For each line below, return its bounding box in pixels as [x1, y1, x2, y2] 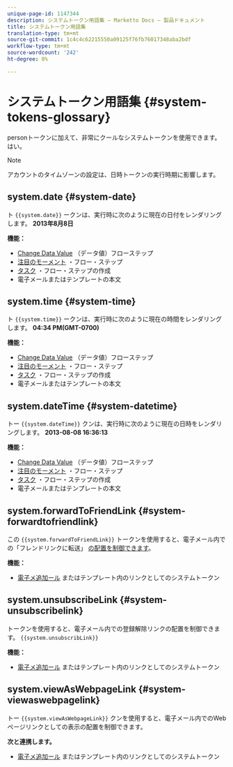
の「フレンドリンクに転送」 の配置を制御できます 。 [7, 544, 155, 552]
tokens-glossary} [7, 109, 111, 125]
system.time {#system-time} [7, 295, 136, 307]
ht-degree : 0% [7, 56, 49, 63]
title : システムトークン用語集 [7, 23, 86, 30]
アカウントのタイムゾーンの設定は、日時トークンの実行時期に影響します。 [7, 170, 220, 179]
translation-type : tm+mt [7, 29, 79, 37]
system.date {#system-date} [7, 191, 137, 203]
